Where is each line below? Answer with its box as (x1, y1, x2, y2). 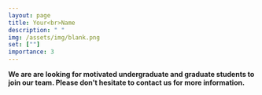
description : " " (8, 26, 65, 34)
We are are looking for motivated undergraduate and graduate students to (8, 70, 255, 79)
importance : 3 (8, 48, 55, 56)
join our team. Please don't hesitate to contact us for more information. (8, 78, 245, 87)
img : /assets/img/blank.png (8, 33, 101, 42)
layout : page (8, 11, 51, 20)
